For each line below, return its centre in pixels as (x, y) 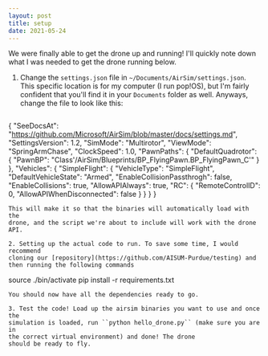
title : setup (30, 23)
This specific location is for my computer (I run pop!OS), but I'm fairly (134, 86)
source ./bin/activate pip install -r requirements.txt (91, 280)
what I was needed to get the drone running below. (92, 62)
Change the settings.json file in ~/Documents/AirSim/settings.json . (133, 78)
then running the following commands (71, 265)
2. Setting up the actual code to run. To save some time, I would (124, 244)
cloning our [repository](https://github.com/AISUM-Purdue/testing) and (132, 258)
